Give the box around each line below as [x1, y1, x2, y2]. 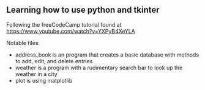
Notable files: [6, 39, 40, 46]
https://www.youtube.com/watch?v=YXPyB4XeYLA [6, 27, 136, 35]
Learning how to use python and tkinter [6, 5, 160, 15]
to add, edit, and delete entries [15, 57, 93, 64]
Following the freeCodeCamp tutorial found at [6, 21, 122, 28]
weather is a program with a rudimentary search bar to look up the [15, 64, 183, 71]
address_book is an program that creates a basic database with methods [15, 51, 199, 58]
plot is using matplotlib [15, 77, 73, 84]
